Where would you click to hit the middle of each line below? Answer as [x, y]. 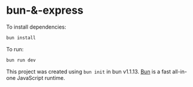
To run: [15, 49]
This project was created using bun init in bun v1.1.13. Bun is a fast [89, 72]
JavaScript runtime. [41, 77]
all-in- [180, 72]
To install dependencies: [36, 27]
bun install [21, 38]
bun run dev [21, 60]
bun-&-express [45, 10]
